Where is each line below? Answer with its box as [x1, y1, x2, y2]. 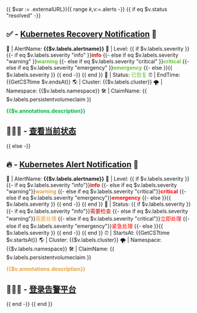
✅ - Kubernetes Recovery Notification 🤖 [6, 29, 157, 39]
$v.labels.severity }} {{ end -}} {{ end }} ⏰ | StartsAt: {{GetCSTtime [6, 230, 170, 237]
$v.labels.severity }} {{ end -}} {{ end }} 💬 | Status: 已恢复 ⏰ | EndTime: [6, 71, 181, 78]
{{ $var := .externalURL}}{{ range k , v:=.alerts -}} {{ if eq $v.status [6, 6, 168, 13]
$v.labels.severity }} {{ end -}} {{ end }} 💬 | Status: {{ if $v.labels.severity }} [6, 200, 191, 208]
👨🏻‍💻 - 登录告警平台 [6, 284, 76, 295]
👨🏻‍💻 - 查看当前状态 [6, 126, 76, 137]
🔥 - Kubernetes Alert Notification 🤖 [6, 160, 139, 170]
